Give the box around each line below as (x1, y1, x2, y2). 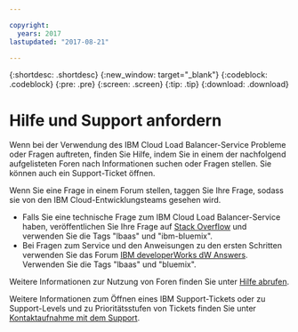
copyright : (9, 20, 50, 29)
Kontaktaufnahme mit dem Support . (9, 312, 141, 323)
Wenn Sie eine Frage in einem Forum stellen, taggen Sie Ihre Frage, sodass (9, 185, 285, 196)
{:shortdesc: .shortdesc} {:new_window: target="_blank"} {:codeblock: (9, 69, 269, 80)
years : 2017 (17, 28, 62, 38)
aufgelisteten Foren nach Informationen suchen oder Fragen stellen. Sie (9, 158, 272, 169)
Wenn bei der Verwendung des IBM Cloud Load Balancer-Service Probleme (9, 140, 286, 150)
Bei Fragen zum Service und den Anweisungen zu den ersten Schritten (21, 240, 283, 251)
